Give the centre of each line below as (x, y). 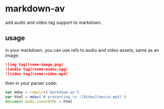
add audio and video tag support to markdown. (53, 22)
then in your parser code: (31, 83)
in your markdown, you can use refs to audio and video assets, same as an (82, 50)
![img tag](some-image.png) (34, 64)
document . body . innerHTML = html (39, 102)
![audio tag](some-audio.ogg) (37, 69)
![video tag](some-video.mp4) (37, 74)
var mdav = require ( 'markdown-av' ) (42, 93)
